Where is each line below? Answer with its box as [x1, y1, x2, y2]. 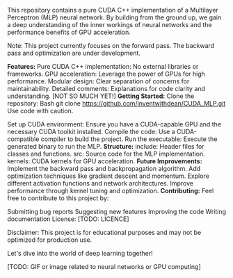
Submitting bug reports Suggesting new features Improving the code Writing [7, 208, 227, 215]
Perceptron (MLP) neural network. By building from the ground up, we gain [7, 13, 222, 22]
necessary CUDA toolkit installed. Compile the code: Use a [7, 128, 175, 136]
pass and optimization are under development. [7, 49, 141, 57]
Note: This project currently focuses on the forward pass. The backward [7, 42, 214, 49]
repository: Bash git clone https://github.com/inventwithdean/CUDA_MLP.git [7, 99, 226, 107]
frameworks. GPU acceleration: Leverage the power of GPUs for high [7, 69, 205, 78]
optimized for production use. [7, 236, 93, 244]
